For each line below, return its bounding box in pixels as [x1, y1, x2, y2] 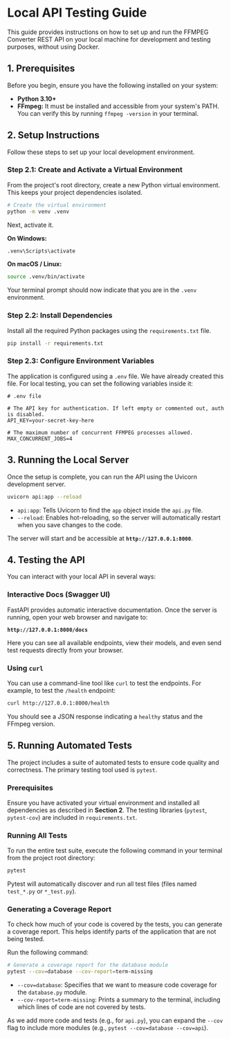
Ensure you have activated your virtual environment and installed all [7, 798, 200, 807]
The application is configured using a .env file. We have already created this [7, 372, 224, 380]
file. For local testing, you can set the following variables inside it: [7, 379, 194, 388]
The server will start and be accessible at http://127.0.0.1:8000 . [7, 534, 194, 542]
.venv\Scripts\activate [7, 248, 76, 255]
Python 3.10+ [17, 94, 57, 103]
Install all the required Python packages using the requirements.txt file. [7, 326, 212, 334]
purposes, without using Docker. [7, 42, 100, 51]
